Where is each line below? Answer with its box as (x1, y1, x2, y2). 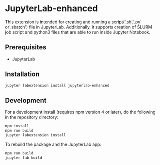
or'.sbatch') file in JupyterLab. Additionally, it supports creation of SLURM (5, 24, 152, 30)
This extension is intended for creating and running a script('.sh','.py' (5, 19, 142, 25)
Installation (5, 70, 40, 78)
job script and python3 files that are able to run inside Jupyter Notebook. (5, 29, 151, 35)
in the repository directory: (5, 114, 59, 120)
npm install (5, 124, 29, 129)
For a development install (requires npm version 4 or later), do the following (5, 109, 156, 115)
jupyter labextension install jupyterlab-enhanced (5, 83, 110, 88)
